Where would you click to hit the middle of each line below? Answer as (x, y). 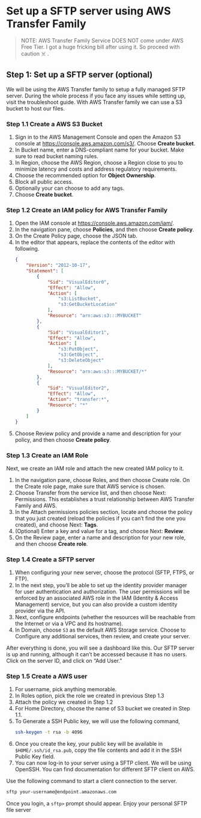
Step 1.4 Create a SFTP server (50, 559)
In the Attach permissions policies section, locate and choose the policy (104, 511)
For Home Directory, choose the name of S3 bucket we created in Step (102, 709)
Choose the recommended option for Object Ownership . (85, 176)
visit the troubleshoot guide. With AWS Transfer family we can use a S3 (94, 102)
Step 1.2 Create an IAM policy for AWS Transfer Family (87, 210)
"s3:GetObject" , (78, 355)
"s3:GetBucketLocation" (88, 305)
